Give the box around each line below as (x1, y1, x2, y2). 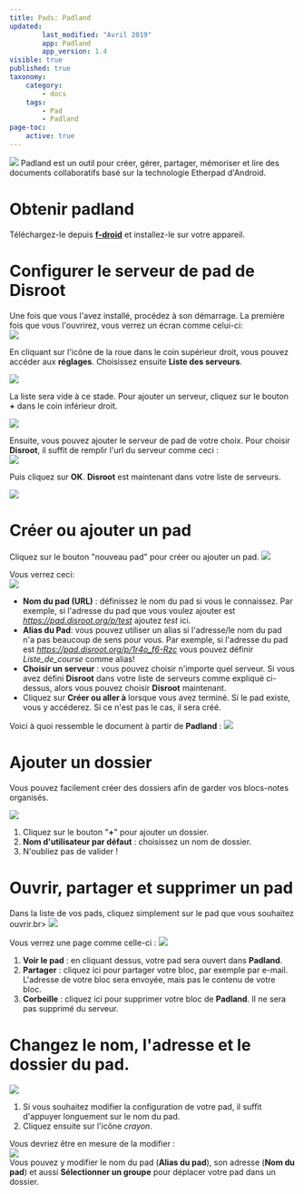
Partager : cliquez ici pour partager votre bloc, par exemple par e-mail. (22, 964, 289, 975)
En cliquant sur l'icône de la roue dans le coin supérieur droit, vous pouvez (9, 346, 289, 357)
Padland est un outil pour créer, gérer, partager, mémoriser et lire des (20, 157, 279, 168)
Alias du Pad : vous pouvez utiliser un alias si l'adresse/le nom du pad (22, 624, 283, 636)
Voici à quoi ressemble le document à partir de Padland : (9, 720, 222, 731)
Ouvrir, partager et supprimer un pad (9, 877, 293, 898)
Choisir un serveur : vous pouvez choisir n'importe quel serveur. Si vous (22, 663, 295, 674)
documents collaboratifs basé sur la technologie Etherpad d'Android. (9, 167, 267, 178)
